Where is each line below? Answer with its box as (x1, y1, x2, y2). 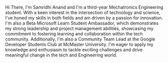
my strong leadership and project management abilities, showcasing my (5, 25, 154, 31)
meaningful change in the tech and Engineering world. (5, 52, 117, 58)
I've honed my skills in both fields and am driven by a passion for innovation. (5, 15, 163, 20)
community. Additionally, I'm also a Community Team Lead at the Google (5, 36, 155, 42)
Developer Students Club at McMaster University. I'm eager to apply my (5, 41, 154, 47)
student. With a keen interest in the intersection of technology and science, (5, 9, 160, 15)
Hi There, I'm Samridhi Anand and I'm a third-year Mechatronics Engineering (5, 4, 163, 10)
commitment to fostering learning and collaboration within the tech (5, 31, 143, 36)
